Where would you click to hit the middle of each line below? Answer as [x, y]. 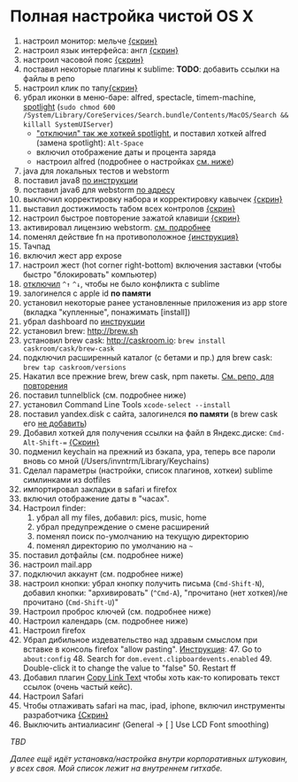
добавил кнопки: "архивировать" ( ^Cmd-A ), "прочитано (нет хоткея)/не [155, 592]
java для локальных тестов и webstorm [96, 171]
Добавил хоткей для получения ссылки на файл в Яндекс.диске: [145, 432]
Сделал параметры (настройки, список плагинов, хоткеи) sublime [148, 470]
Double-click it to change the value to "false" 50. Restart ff [130, 668]
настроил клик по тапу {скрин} [80, 88]
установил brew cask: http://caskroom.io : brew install [124, 340]
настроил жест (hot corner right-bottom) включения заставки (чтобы [152, 265]
